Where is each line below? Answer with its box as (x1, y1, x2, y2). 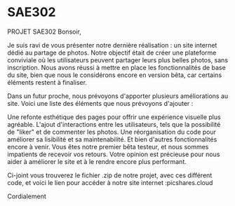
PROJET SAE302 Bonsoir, (7, 27, 82, 36)
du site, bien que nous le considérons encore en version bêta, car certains (7, 71, 222, 79)
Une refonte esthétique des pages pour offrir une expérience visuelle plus (7, 113, 221, 121)
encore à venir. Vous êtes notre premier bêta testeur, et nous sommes (7, 142, 209, 151)
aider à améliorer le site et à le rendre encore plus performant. (7, 157, 187, 165)
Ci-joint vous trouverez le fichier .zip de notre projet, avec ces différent (7, 171, 213, 179)
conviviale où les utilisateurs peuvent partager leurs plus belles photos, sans (7, 55, 229, 64)
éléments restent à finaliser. (7, 78, 88, 86)
